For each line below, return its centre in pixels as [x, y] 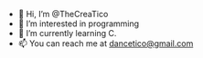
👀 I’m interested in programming [79, 24]
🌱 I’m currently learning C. [67, 33]
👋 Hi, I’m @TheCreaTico [63, 14]
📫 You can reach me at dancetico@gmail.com [106, 43]
